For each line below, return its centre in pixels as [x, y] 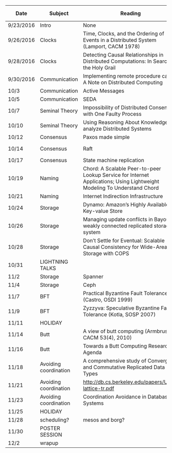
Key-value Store [103, 211]
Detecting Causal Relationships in [123, 55]
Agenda [92, 352]
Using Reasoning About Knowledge [125, 122]
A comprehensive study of [115, 361]
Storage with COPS [106, 253]
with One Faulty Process [112, 114]
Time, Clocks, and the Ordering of [124, 34]
